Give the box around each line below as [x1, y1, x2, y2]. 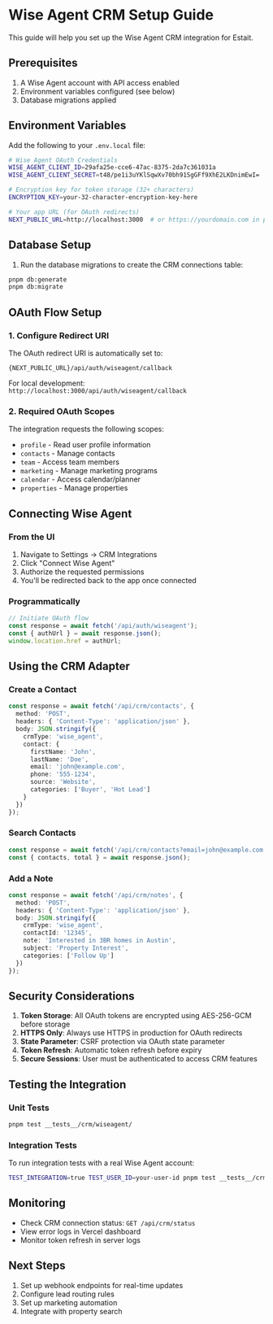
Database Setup [8, 238, 92, 252]
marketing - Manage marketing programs [19, 466, 158, 476]
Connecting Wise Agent [8, 507, 132, 520]
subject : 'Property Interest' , [23, 944, 129, 952]
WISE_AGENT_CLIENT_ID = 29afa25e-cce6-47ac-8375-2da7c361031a [8, 163, 217, 172]
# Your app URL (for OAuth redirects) [8, 207, 140, 216]
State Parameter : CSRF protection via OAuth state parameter [19, 1037, 225, 1047]
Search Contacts [8, 827, 76, 838]
